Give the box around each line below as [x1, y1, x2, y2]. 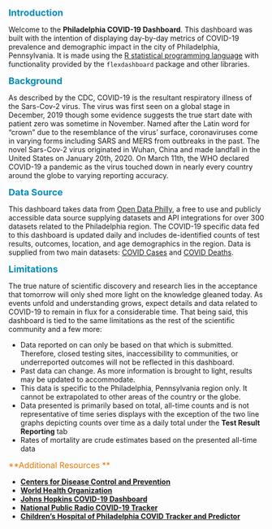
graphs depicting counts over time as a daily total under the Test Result [19, 418, 261, 427]
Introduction [8, 7, 63, 19]
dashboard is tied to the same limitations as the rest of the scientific [8, 316, 235, 325]
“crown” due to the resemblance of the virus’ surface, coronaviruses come [8, 128, 258, 137]
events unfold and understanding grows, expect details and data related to [8, 299, 258, 308]
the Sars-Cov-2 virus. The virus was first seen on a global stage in [8, 102, 230, 111]
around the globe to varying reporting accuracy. [8, 171, 169, 180]
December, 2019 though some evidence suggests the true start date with [8, 110, 253, 120]
